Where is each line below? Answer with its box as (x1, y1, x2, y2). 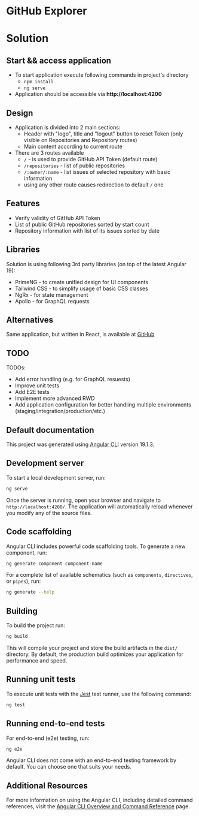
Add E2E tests (14, 389, 50, 396)
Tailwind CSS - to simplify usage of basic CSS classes (14, 285, 148, 292)
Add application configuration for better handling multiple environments (14, 401, 191, 408)
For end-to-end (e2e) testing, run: (6, 734, 90, 742)
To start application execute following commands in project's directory (14, 71, 189, 79)
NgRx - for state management (14, 291, 88, 298)
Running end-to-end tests (6, 718, 105, 729)
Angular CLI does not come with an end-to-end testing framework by (6, 757, 176, 764)
